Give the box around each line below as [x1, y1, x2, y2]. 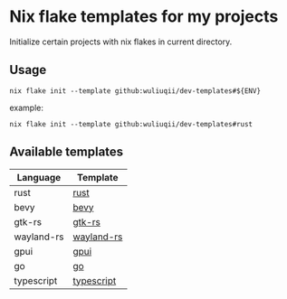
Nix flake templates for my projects [9, 6, 279, 27]
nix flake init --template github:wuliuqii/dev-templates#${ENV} [9, 86, 261, 96]
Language [16, 171, 62, 183]
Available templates [9, 145, 124, 160]
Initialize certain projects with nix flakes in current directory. [9, 36, 233, 47]
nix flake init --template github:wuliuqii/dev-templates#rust [9, 119, 254, 128]
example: [9, 102, 43, 113]
